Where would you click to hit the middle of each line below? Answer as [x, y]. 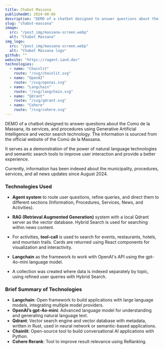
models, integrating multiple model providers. [58, 305]
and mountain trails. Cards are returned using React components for [81, 242]
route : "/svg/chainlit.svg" [42, 73]
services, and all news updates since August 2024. [57, 174]
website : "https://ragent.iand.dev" [42, 60]
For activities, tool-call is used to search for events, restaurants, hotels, [84, 237]
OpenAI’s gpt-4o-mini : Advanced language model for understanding [82, 310]
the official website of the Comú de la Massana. [53, 139]
